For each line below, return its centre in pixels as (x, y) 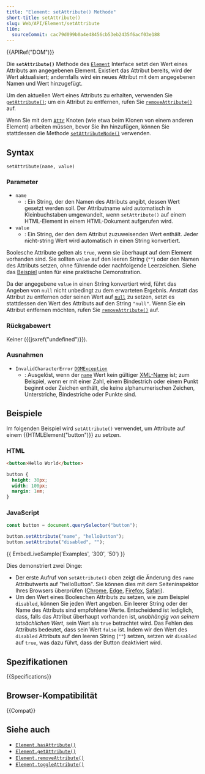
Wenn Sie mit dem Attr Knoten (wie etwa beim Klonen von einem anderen (100, 121)
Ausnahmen (25, 355)
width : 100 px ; (30, 486)
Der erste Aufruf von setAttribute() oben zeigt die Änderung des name (105, 578)
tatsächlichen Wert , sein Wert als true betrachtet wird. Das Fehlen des (104, 623)
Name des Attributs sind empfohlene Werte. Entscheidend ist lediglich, (104, 610)
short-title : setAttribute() (43, 18)
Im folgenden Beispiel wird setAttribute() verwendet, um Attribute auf (96, 428)
